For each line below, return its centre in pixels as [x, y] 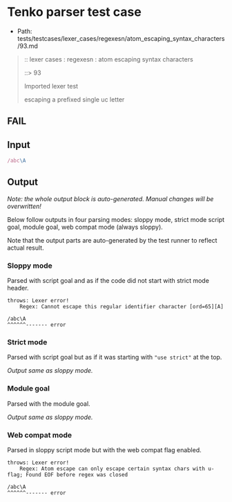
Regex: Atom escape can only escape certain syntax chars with [113, 469]
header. [18, 288]
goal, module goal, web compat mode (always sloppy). [85, 227]
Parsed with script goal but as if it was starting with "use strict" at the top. [115, 357]
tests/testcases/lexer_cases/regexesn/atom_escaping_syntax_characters [121, 38]
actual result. [26, 248]
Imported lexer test [51, 86]
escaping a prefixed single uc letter [74, 99]
